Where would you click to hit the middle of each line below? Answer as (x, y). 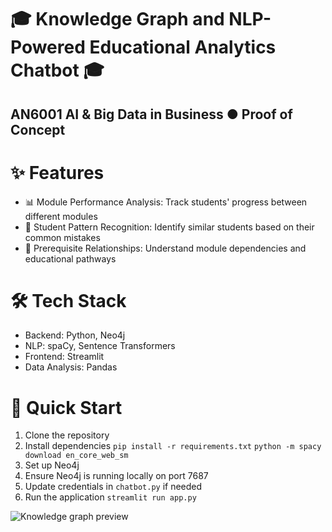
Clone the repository (67, 435)
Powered (48, 47)
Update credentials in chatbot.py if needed (113, 487)
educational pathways (70, 258)
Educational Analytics (183, 47)
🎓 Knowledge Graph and (117, 19)
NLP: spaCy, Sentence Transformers (100, 346)
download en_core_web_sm (76, 456)
